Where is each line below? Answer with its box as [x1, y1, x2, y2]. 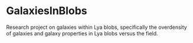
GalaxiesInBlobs [6, 4, 87, 18]
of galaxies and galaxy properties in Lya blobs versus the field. [6, 29, 158, 37]
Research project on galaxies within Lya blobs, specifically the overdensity [6, 24, 187, 31]
